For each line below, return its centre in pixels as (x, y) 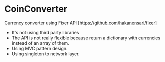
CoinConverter (36, 9)
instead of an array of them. (40, 43)
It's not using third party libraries (45, 32)
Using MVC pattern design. (40, 48)
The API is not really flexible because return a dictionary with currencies (86, 38)
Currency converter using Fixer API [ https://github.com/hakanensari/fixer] (81, 23)
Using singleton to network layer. (46, 54)
